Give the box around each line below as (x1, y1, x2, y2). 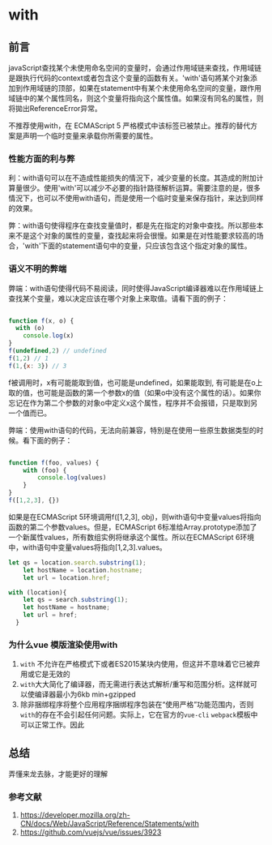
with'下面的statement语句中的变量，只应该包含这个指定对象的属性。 (24, 241, 252, 251)
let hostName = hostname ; (23, 603, 111, 611)
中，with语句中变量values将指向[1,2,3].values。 (8, 542, 168, 552)
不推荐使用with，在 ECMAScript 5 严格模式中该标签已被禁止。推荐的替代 (8, 121, 251, 131)
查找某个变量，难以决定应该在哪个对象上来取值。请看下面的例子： (8, 294, 228, 303)
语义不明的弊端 (8, 264, 67, 275)
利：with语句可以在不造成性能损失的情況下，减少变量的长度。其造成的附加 (8, 173, 257, 183)
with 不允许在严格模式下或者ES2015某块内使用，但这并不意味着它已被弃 (19, 659, 261, 669)
